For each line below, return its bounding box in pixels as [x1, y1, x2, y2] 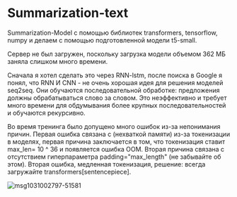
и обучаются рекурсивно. [7, 108, 86, 117]
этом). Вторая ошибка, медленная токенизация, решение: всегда [7, 159, 206, 168]
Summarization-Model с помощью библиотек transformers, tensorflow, [7, 28, 218, 37]
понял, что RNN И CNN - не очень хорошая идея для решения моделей [7, 78, 224, 86]
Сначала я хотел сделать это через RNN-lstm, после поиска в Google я [7, 71, 223, 79]
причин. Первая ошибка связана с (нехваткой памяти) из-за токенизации [7, 130, 231, 138]
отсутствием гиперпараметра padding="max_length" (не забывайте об [7, 152, 221, 161]
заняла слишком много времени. [7, 57, 108, 65]
